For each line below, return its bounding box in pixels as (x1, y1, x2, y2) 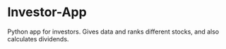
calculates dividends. (7, 34, 69, 43)
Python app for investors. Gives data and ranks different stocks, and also (7, 27, 220, 36)
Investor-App (7, 4, 87, 20)
